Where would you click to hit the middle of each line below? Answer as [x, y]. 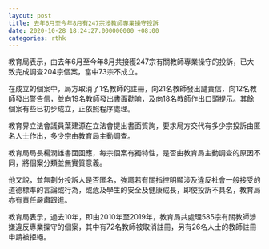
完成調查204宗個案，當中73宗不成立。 [78, 72]
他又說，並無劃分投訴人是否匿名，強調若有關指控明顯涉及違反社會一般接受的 [134, 180]
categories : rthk [37, 38]
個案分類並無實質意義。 [68, 163]
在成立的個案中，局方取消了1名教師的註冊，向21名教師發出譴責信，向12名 [129, 89]
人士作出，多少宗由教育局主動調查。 [74, 136]
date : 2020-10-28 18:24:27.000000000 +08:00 [84, 30]
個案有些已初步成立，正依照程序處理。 [71, 109]
